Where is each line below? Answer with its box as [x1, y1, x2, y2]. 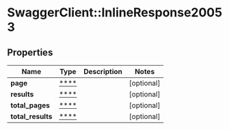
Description [83, 67, 123, 76]
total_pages [10, 101, 50, 110]
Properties [7, 47, 53, 58]
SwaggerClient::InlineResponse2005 [7, 5, 223, 21]
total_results [10, 112, 53, 121]
